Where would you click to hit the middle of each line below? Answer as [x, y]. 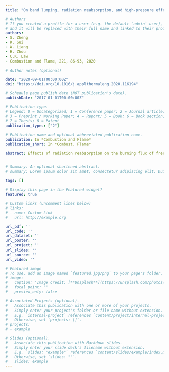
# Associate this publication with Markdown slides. [64, 343]
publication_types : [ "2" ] [32, 126]
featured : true [21, 195]
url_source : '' [21, 255]
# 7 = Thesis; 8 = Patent [32, 121]
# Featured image [23, 268]
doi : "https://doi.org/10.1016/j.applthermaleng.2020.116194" [72, 84]
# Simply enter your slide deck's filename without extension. [75, 348]
